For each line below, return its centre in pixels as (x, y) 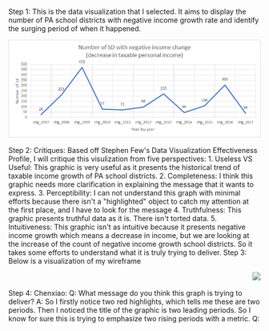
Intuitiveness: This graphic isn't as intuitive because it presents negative (127, 227)
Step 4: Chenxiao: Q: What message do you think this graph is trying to (125, 293)
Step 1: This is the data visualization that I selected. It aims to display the (127, 12)
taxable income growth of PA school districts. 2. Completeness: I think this (131, 176)
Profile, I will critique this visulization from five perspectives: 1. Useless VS (130, 159)
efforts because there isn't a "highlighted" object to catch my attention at (129, 201)
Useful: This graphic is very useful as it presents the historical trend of (124, 167)
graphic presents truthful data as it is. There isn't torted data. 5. (113, 218)
